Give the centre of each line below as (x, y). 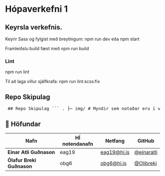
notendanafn (78, 144)
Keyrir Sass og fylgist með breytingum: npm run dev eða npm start (72, 39)
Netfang (115, 141)
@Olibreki (146, 163)
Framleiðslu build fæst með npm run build (47, 48)
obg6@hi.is (113, 163)
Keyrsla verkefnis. (34, 27)
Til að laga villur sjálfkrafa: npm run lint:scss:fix (53, 82)
